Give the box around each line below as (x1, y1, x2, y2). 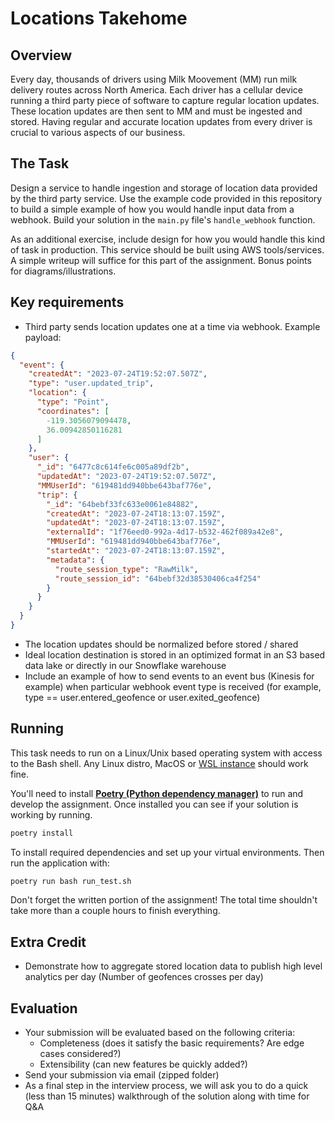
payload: (24, 331, 62, 343)
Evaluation (10, 1000, 78, 1017)
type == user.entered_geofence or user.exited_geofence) (24, 691, 261, 703)
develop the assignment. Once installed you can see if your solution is (10, 798, 299, 810)
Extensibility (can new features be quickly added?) (39, 1058, 248, 1071)
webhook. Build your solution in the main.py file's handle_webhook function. (10, 213, 316, 226)
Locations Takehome (10, 7, 188, 30)
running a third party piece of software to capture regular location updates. (10, 95, 320, 106)
